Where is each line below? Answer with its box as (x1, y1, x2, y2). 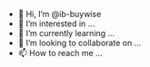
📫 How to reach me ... (17, 48, 103, 58)
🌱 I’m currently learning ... (17, 28, 115, 38)
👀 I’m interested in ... (17, 18, 95, 29)
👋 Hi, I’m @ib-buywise (17, 9, 102, 19)
